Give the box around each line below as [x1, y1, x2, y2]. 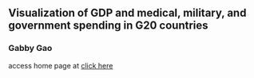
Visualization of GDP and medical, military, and [8, 6, 247, 20]
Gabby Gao [8, 43, 53, 54]
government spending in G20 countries [8, 19, 209, 33]
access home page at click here [8, 60, 113, 70]
